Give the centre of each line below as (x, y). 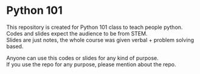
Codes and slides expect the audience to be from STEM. (77, 33)
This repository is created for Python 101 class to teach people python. (95, 27)
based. (15, 46)
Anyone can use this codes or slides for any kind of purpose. (83, 58)
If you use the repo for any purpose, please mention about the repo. (91, 64)
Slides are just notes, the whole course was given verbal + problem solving (100, 40)
